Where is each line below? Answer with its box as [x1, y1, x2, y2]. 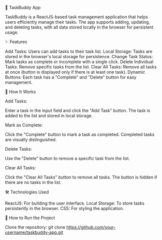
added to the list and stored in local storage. [5, 113, 93, 118]
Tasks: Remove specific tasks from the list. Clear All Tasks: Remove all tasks [5, 64, 157, 70]
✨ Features [5, 39, 28, 45]
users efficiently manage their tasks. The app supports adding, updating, [5, 19, 150, 25]
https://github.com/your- [66, 224, 116, 230]
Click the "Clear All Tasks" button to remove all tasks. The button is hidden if [5, 175, 157, 180]
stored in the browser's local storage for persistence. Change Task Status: [5, 54, 153, 59]
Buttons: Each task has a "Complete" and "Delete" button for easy [5, 74, 137, 80]
